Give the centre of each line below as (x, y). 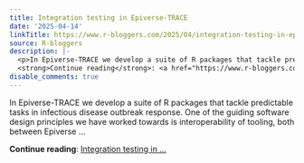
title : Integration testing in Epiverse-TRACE (99, 18)
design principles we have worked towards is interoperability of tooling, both (152, 121)
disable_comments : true (54, 77)
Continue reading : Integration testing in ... (88, 149)
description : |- (40, 52)
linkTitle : (30, 34)
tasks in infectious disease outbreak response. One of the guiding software (149, 112)
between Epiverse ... (47, 131)
